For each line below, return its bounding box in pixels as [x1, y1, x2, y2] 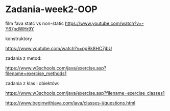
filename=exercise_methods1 [5, 70, 67, 77]
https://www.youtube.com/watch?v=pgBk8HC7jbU [5, 45, 112, 51]
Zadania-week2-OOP [5, 4, 98, 15]
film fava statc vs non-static [5, 20, 64, 26]
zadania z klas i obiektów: [5, 80, 60, 86]
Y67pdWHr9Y [5, 25, 34, 31]
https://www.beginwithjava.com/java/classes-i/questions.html [5, 100, 136, 106]
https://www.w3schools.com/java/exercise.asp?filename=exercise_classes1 [5, 90, 165, 96]
